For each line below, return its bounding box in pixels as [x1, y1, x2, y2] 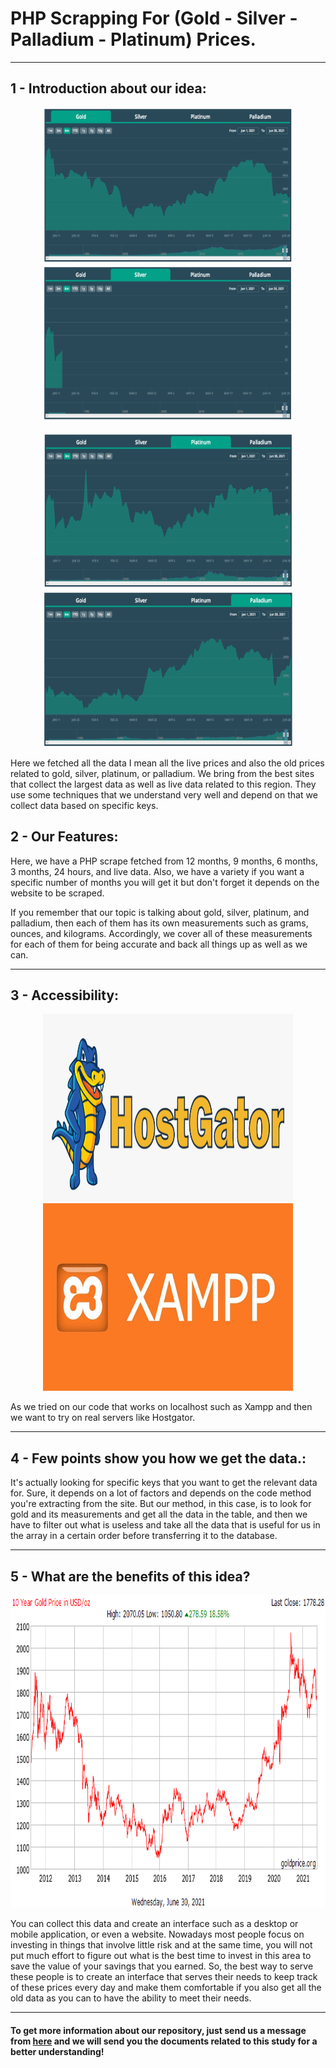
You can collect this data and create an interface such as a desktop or [10, 1918, 299, 1929]
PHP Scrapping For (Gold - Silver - [10, 7, 298, 30]
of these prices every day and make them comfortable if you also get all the [10, 1982, 322, 1993]
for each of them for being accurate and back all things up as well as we [10, 938, 308, 950]
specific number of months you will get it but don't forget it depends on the [10, 876, 320, 888]
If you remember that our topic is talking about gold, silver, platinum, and [10, 906, 310, 918]
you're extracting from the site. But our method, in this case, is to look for [10, 1498, 312, 1510]
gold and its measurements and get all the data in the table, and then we [10, 1508, 308, 1521]
